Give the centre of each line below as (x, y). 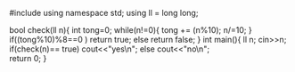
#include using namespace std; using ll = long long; (104, 13)
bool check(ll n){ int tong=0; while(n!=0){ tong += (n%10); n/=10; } (131, 30)
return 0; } (28, 58)
